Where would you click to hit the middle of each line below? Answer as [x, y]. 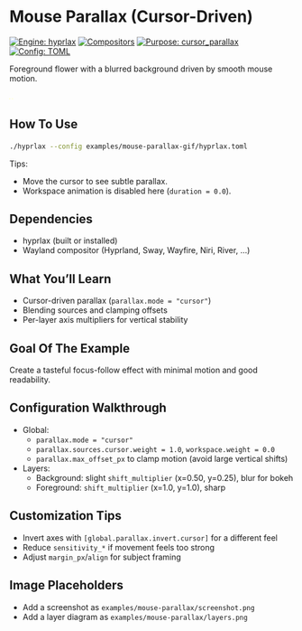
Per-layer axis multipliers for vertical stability [105, 320]
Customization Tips [65, 516]
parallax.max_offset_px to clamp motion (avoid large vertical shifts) [162, 458]
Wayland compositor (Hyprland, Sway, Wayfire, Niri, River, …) [136, 250]
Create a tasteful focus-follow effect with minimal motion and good [134, 370]
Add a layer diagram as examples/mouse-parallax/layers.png [135, 617]
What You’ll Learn [60, 279]
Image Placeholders [67, 585]
